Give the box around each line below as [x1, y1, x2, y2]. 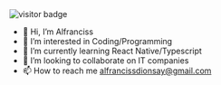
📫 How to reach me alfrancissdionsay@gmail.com [22, 65, 212, 76]
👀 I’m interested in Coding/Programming [22, 36, 173, 46]
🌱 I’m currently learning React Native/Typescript [22, 45, 202, 56]
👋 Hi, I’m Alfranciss [22, 26, 93, 37]
